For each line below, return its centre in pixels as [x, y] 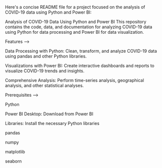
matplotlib [15, 152]
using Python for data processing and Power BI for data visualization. [74, 32]
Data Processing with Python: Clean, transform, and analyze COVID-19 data [81, 51]
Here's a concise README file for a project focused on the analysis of [75, 7]
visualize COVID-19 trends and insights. [45, 71]
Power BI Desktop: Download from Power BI [49, 114]
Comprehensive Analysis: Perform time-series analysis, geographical [75, 80]
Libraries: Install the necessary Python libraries [52, 123]
